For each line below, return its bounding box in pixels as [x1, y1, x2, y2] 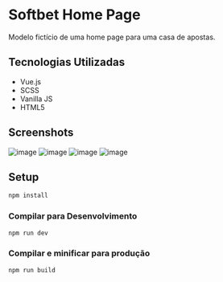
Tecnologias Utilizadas [8, 55, 126, 69]
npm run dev [8, 229, 48, 237]
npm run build [8, 266, 56, 274]
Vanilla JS [19, 94, 53, 104]
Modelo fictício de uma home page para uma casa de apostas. [8, 32, 216, 42]
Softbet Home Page [8, 6, 141, 24]
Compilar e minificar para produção [8, 247, 151, 259]
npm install [8, 191, 48, 200]
